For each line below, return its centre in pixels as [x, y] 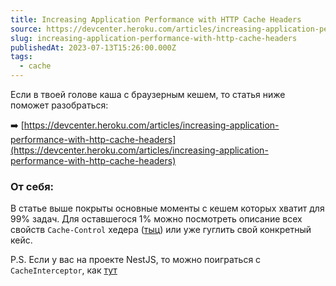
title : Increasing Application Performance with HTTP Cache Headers [156, 19]
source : [26, 29]
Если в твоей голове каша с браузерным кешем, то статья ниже [148, 94]
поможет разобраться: [59, 105]
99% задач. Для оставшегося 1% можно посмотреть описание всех [156, 219]
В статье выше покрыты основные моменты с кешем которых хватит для [167, 208]
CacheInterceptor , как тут [64, 270]
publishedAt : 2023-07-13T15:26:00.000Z [93, 47]
